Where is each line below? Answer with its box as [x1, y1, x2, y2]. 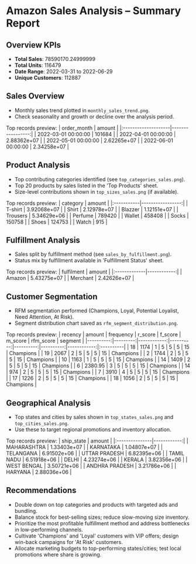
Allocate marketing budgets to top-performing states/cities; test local [14, 545, 181, 552]
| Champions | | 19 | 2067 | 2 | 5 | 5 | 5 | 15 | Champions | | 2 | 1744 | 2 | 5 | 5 [6, 350, 189, 357]
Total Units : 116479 [14, 62, 61, 69]
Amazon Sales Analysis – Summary [6, 4, 181, 18]
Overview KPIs [6, 40, 61, 50]
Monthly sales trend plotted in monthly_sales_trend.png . [14, 107, 150, 114]
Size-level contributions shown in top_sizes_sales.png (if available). [14, 188, 179, 195]
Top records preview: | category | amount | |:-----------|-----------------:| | [6, 200, 188, 207]
